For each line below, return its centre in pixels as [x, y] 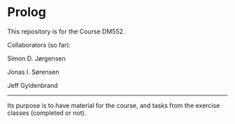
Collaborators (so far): [39, 45]
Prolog [27, 12]
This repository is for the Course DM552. [66, 31]
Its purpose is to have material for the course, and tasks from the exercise [114, 105]
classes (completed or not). [47, 113]
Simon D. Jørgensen [36, 58]
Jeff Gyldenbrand [33, 85]
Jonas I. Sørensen [33, 72]
